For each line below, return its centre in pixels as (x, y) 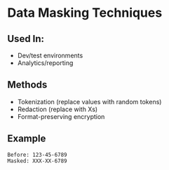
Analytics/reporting (45, 63)
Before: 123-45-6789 (38, 155)
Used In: (26, 39)
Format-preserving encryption (61, 116)
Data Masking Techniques (85, 13)
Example (27, 139)
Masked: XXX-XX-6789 (38, 161)
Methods (27, 85)
